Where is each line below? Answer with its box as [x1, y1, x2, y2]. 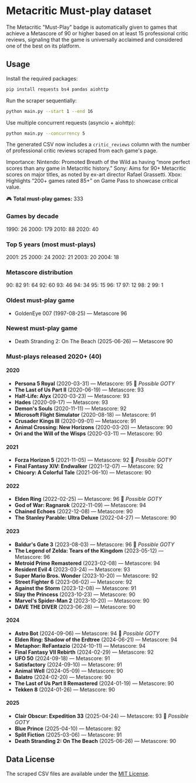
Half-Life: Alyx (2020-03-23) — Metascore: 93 [14, 392, 130, 399]
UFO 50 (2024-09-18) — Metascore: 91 [14, 654, 110, 662]
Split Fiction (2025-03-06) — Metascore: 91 [14, 731, 122, 738]
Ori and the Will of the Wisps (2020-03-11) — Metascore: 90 [14, 430, 163, 437]
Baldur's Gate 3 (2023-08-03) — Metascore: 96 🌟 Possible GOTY [14, 541, 175, 548]
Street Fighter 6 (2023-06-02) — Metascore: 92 [14, 578, 133, 585]
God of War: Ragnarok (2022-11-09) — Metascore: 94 [14, 501, 147, 509]
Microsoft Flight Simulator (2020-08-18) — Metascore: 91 [14, 411, 157, 418]
